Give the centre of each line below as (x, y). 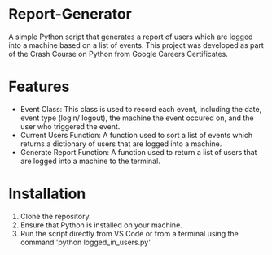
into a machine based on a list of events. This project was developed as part (136, 45)
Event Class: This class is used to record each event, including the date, (141, 109)
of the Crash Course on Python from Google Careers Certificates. (118, 54)
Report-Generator (70, 14)
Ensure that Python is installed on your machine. (101, 225)
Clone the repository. (55, 216)
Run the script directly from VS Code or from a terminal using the (129, 233)
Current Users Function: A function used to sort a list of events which (136, 135)
